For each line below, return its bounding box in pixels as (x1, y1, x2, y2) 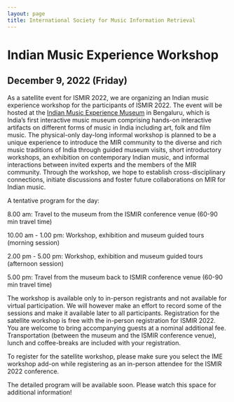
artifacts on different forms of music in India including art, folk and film (7, 123, 211, 132)
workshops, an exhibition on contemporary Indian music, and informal (7, 153, 209, 161)
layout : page (7, 10, 46, 18)
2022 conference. (7, 367, 60, 375)
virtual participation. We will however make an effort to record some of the (7, 301, 222, 310)
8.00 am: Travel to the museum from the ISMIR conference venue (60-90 (7, 209, 219, 218)
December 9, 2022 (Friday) (7, 75, 128, 87)
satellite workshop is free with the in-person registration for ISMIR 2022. (7, 316, 216, 324)
